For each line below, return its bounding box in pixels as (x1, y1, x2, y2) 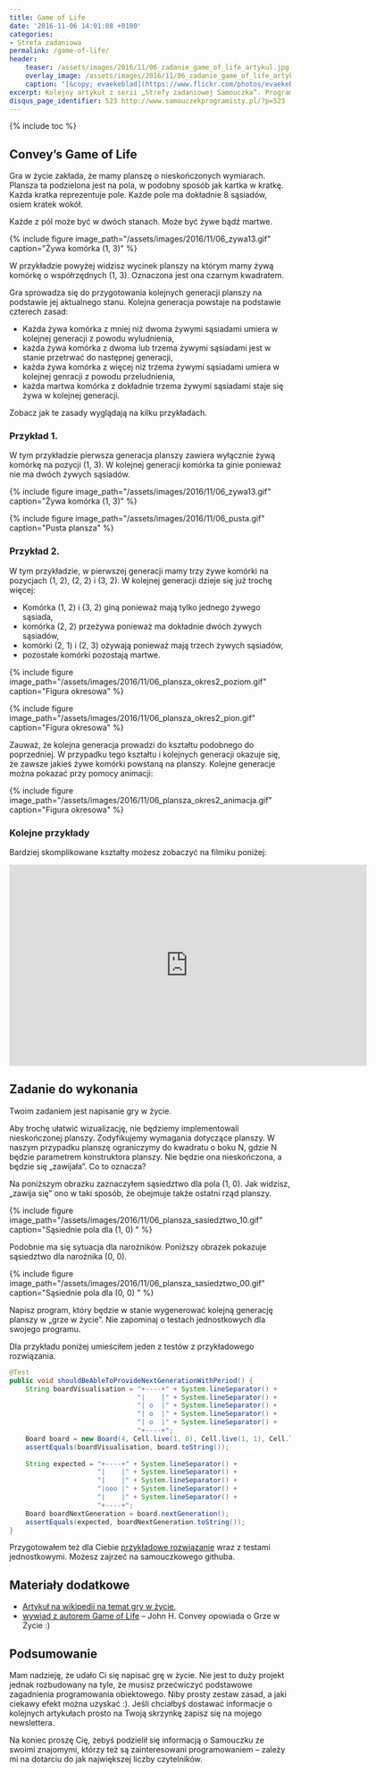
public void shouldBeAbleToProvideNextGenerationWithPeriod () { (9, 1376, 254, 1385)
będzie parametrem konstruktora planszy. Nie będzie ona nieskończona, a (9, 1151, 283, 1162)
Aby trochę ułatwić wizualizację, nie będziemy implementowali (9, 1123, 239, 1133)
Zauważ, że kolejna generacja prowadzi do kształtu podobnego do (9, 739, 255, 750)
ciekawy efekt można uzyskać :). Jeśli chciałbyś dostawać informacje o (9, 1699, 272, 1709)
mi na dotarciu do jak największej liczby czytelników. (9, 1754, 203, 1765)
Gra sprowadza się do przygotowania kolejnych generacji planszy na (9, 287, 263, 298)
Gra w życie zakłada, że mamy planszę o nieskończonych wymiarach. (9, 171, 266, 182)
